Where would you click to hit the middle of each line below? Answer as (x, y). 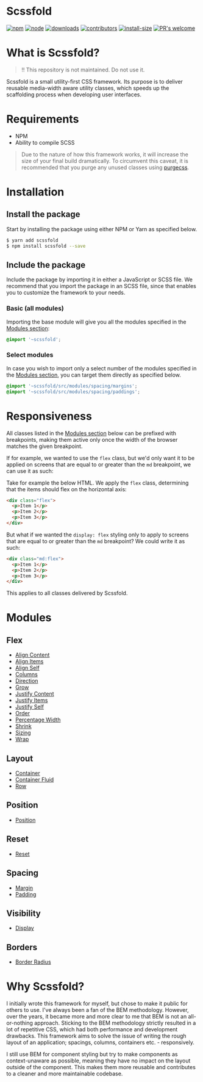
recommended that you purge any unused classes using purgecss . (105, 167)
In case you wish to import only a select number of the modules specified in (101, 368)
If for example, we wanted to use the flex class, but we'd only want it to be (101, 458)
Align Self (27, 668)
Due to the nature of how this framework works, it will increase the (105, 154)
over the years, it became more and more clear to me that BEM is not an (97, 1017)
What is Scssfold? (53, 53)
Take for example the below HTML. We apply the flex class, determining (98, 483)
